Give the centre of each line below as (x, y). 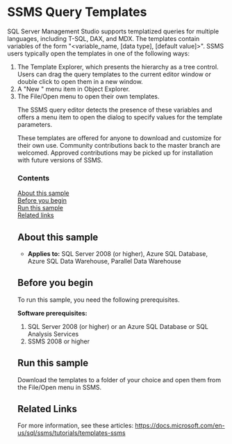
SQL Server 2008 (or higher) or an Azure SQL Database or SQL (118, 326)
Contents (33, 178)
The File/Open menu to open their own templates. (88, 96)
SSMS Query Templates (77, 12)
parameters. (35, 124)
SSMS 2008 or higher (59, 341)
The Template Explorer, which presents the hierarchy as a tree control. (118, 67)
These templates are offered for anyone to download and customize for (119, 138)
